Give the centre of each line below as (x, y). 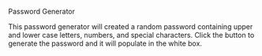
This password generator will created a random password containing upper (131, 26)
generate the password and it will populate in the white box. (105, 43)
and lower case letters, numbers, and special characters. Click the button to (131, 35)
